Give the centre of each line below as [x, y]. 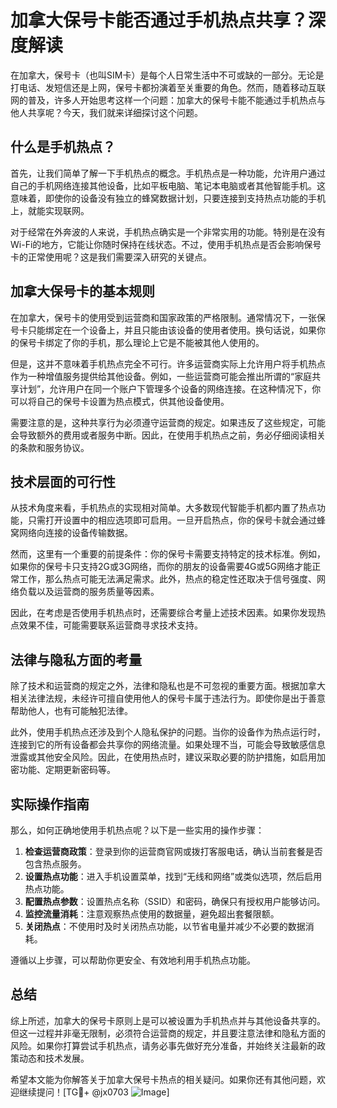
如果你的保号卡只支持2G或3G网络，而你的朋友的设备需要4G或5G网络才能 [161, 567]
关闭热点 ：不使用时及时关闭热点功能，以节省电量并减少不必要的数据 [165, 926]
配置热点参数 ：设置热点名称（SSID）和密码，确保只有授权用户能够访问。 [175, 901]
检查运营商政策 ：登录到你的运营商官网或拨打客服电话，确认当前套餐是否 [173, 851]
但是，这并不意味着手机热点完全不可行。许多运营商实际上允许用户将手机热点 [168, 363]
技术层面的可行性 [63, 481]
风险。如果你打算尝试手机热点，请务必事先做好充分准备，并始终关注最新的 [163, 1045]
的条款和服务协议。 [50, 447]
